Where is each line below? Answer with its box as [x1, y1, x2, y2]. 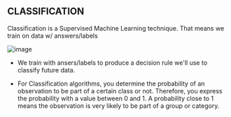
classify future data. [17, 65, 76, 74]
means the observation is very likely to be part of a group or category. [17, 101, 220, 110]
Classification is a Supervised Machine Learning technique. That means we [7, 24, 225, 32]
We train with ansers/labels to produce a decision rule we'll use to [17, 58, 208, 67]
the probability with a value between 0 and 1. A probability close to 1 [17, 94, 214, 102]
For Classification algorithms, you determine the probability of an [17, 79, 205, 88]
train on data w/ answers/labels [7, 31, 98, 40]
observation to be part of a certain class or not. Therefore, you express [17, 86, 223, 95]
